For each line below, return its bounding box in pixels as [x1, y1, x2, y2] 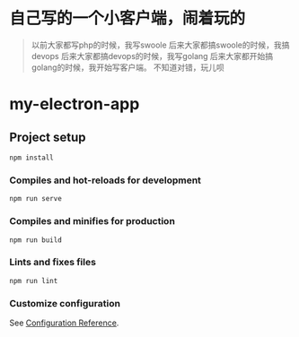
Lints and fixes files [9, 256, 97, 269]
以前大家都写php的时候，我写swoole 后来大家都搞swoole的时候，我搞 [31, 39, 290, 50]
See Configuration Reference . [9, 317, 119, 328]
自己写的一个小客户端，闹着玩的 [9, 8, 246, 29]
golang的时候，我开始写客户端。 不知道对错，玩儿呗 [31, 62, 224, 73]
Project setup [9, 129, 87, 144]
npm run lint [9, 276, 58, 285]
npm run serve [9, 194, 63, 203]
